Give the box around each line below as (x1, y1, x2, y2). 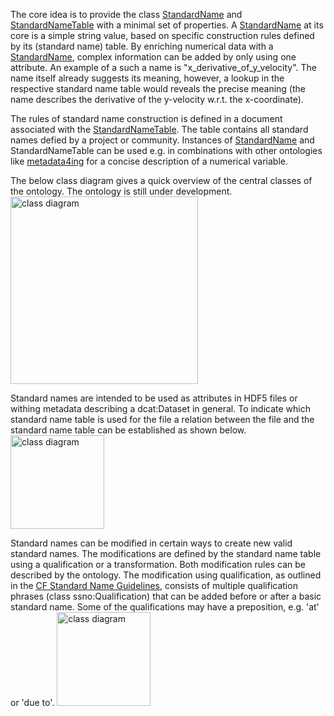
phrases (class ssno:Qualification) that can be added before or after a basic (10, 590, 322, 602)
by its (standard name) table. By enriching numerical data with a (10, 40, 274, 52)
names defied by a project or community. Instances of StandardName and (10, 134, 315, 146)
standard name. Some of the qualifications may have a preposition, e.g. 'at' (10, 601, 320, 613)
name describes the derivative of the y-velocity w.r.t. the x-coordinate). (10, 94, 304, 105)
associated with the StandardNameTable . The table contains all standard (10, 124, 309, 135)
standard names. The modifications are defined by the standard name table (10, 548, 322, 559)
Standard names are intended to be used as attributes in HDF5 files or (10, 392, 298, 404)
